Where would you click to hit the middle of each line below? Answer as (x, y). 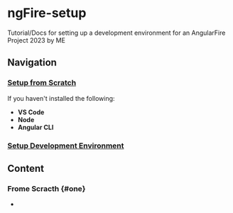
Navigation (32, 63)
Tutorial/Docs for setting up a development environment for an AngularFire (116, 33)
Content (26, 168)
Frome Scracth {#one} (47, 188)
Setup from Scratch (42, 83)
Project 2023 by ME (37, 40)
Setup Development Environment (66, 146)
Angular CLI (36, 127)
